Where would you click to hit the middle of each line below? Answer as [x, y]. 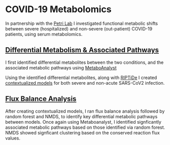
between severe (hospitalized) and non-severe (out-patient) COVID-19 [79, 28]
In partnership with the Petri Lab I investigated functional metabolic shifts [82, 23]
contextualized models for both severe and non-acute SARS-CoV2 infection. [85, 83]
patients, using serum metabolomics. [44, 34]
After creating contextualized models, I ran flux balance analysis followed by [85, 111]
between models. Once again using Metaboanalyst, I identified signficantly [83, 122]
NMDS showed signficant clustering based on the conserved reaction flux [82, 132]
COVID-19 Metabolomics [58, 9]
